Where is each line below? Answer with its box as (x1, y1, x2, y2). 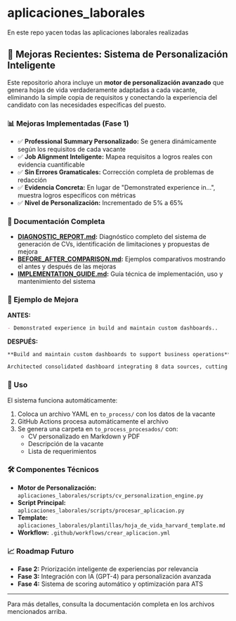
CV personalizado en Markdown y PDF (27, 432, 140, 440)
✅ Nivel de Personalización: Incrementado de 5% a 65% (17, 199, 184, 207)
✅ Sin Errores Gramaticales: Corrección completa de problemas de (17, 168, 214, 176)
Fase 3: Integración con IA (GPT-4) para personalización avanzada (17, 573, 211, 581)
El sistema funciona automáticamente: (7, 396, 118, 405)
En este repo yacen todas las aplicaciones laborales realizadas (7, 28, 189, 37)
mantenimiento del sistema (17, 277, 96, 286)
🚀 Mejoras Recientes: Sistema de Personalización (7, 48, 228, 60)
